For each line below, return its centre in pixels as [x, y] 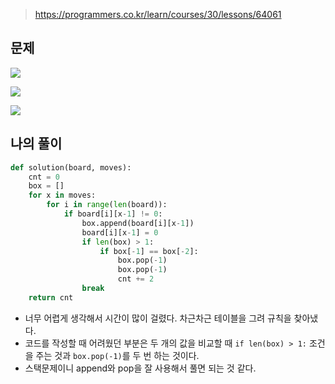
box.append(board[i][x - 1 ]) [138, 223]
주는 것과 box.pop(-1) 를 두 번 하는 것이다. [117, 355]
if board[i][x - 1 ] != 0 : [113, 214]
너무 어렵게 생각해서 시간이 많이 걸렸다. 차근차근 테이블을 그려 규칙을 [158, 318]
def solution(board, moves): [71, 167]
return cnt [51, 297]
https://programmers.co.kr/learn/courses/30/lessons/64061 [158, 14]
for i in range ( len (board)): [107, 205]
